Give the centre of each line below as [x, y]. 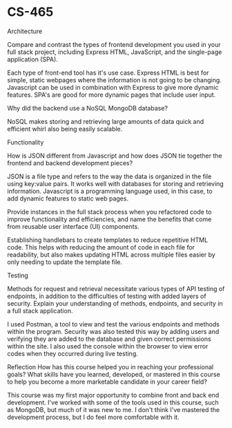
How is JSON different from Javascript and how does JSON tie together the [115, 156]
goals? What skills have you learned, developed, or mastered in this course [114, 374]
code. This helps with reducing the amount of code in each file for [101, 247]
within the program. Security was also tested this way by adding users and [113, 331]
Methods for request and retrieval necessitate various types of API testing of [116, 288]
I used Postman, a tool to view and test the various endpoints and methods [113, 324]
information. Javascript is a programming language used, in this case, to [110, 191]
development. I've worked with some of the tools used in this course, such [113, 402]
